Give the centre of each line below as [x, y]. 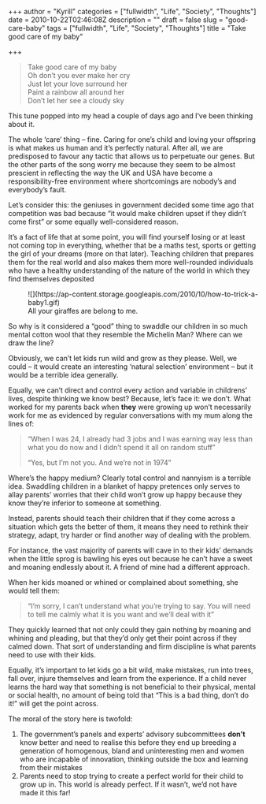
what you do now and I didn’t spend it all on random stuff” [121, 447]
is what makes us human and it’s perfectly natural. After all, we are [116, 148]
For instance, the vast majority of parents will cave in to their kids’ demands [131, 550]
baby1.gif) [44, 302]
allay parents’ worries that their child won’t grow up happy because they [125, 495]
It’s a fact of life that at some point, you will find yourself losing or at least [127, 237]
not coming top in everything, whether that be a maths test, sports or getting [132, 245]
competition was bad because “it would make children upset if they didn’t [127, 213]
